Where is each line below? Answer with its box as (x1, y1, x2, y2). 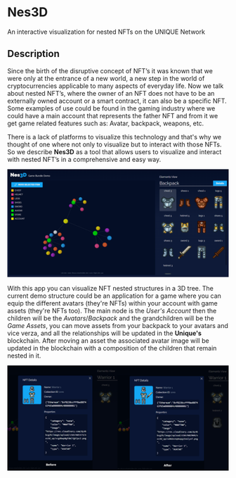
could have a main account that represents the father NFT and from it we (7, 111, 218, 120)
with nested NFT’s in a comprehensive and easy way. (7, 155, 162, 163)
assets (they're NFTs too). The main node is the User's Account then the (7, 306, 217, 315)
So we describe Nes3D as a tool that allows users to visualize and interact (7, 147, 222, 156)
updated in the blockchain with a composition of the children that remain (7, 344, 217, 352)
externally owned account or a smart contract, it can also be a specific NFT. (7, 96, 227, 105)
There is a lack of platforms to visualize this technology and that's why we (7, 132, 222, 141)
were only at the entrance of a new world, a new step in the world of (7, 74, 205, 82)
